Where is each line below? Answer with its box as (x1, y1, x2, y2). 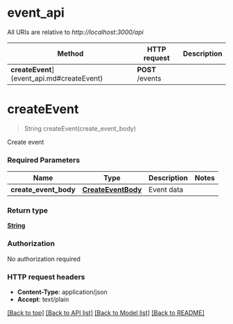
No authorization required (7, 254, 81, 263)
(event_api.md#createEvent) (10, 73, 103, 83)
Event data (148, 185, 184, 195)
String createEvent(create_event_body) (24, 124, 137, 133)
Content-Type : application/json (17, 288, 107, 296)
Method (57, 49, 84, 58)
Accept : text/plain (17, 295, 69, 304)
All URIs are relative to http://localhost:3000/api (7, 28, 144, 36)
